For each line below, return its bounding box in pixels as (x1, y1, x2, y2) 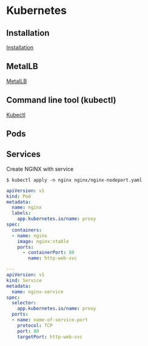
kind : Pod (6, 193, 32, 199)
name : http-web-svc (28, 255, 78, 261)
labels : (12, 210, 32, 216)
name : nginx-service (12, 288, 64, 294)
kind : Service (6, 277, 42, 284)
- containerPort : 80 (22, 250, 75, 256)
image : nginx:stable (17, 238, 69, 244)
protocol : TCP (17, 322, 53, 328)
